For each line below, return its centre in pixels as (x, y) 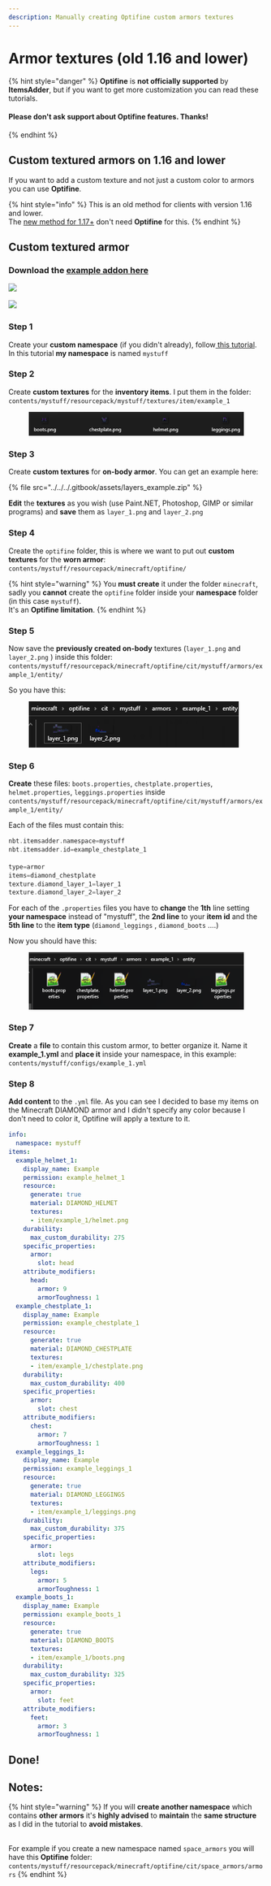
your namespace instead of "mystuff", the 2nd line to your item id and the (133, 917)
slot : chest (58, 1409)
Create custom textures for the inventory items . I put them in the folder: (130, 392)
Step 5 (22, 631)
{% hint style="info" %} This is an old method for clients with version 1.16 (130, 204)
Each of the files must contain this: (66, 826)
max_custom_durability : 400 (77, 1383)
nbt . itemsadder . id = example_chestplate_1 (78, 850)
